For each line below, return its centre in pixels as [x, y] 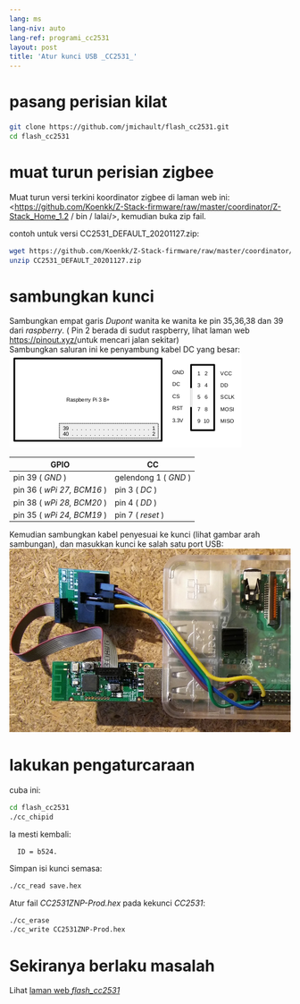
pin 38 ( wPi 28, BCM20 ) [60, 502]
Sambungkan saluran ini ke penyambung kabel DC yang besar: [125, 350]
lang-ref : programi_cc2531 [59, 38]
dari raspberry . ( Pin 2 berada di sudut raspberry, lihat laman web [129, 330]
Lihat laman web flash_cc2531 [65, 991]
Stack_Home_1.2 [39, 216]
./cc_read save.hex [46, 886]
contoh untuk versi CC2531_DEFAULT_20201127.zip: [104, 234]
